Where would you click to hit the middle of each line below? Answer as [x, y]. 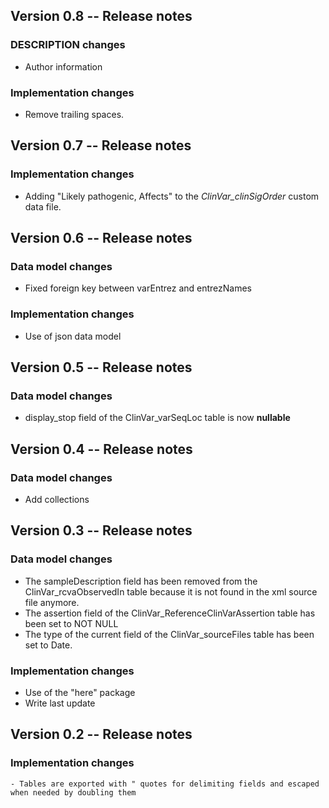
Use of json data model [73, 336]
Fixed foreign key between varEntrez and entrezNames [138, 288]
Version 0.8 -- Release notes [101, 16]
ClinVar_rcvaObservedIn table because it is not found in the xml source [171, 591]
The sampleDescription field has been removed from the [141, 581]
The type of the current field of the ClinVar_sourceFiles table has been [169, 634]
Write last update [60, 703]
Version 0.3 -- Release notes [101, 530]
